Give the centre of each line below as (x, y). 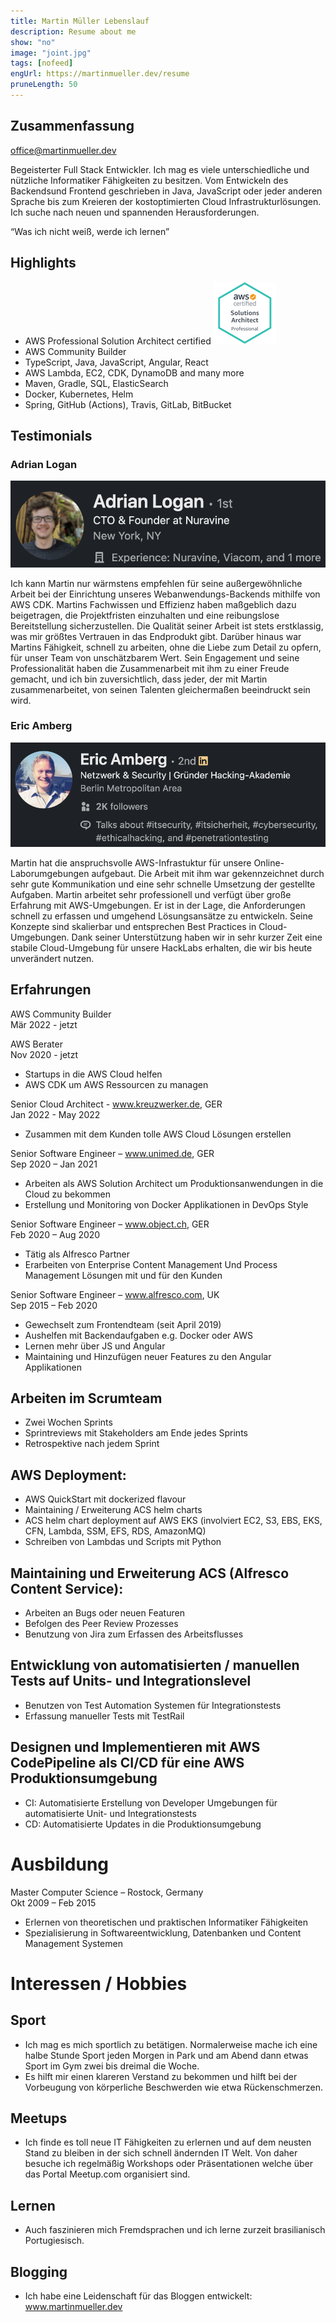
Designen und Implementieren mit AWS (135, 1747)
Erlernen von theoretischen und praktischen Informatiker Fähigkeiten (166, 1922)
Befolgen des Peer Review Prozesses (101, 1624)
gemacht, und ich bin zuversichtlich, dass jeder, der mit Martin (139, 679)
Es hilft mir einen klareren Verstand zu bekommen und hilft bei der (161, 2076)
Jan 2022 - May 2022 (55, 1114)
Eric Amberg (41, 726)
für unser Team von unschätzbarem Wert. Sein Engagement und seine (155, 657)
